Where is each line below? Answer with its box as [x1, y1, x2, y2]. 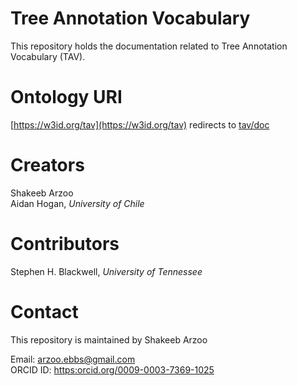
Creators [10, 154, 85, 177]
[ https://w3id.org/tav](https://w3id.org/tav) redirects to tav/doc [10, 118, 270, 131]
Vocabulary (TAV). [10, 50, 86, 62]
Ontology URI [10, 86, 123, 109]
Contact [10, 300, 79, 323]
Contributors [10, 233, 120, 255]
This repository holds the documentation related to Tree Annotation [10, 40, 288, 52]
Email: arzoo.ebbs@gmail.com [10, 353, 136, 365]
